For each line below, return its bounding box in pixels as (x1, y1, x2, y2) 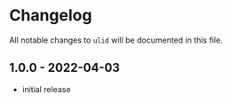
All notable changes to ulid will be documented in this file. (9, 35, 224, 45)
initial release (21, 83, 71, 94)
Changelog (9, 5, 92, 26)
